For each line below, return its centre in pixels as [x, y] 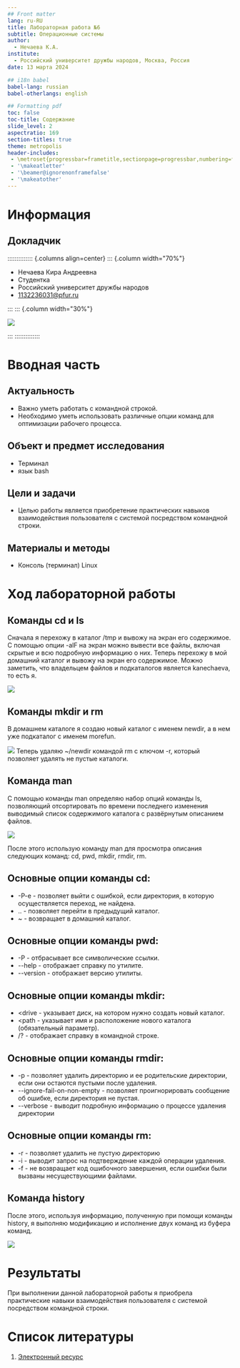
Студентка [34, 279]
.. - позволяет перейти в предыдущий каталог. [89, 911]
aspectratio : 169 [33, 133]
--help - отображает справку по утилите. [80, 966]
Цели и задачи [42, 493]
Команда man [40, 781]
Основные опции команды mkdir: [86, 995]
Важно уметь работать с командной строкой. [87, 408]
